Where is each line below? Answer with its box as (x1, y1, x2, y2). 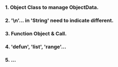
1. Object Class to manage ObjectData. (5, 4, 99, 11)
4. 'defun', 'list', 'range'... (5, 43, 66, 50)
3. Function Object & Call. (5, 30, 67, 37)
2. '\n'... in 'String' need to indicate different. (5, 17, 114, 23)
